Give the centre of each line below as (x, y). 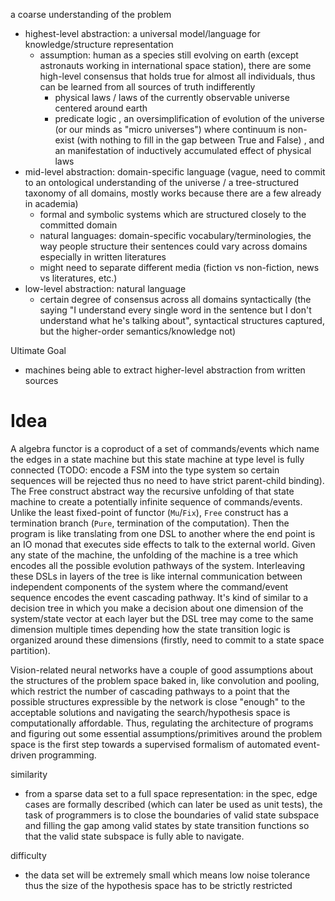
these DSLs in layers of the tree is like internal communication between (156, 576)
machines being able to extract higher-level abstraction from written (165, 370)
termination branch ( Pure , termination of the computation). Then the (150, 523)
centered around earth (101, 108)
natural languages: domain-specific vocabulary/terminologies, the (175, 235)
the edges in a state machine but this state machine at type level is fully (157, 459)
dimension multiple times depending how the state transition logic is (150, 629)
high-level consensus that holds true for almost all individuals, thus (177, 76)
